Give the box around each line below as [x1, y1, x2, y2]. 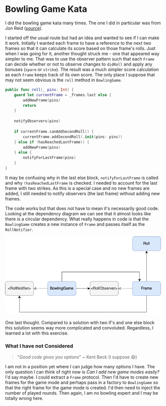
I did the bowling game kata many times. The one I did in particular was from [5, 20, 161, 26]
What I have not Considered [5, 342, 73, 349]
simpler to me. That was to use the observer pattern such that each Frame [5, 56, 155, 62]
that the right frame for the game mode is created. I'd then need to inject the [5, 385, 161, 391]
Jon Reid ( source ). [5, 25, 43, 31]
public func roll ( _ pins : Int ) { [5, 87, 74, 92]
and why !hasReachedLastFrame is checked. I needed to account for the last [5, 180, 158, 186]
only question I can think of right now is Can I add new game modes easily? [5, 369, 160, 375]
